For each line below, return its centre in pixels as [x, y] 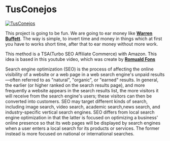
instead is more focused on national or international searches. [70, 133]
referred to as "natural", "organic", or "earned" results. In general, [90, 80]
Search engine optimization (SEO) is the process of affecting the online [79, 69]
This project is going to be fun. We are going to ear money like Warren [79, 33]
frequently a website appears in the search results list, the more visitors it [82, 90]
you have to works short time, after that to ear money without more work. [82, 44]
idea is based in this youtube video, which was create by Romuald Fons [80, 59]
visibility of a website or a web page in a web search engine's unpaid [77, 74]
